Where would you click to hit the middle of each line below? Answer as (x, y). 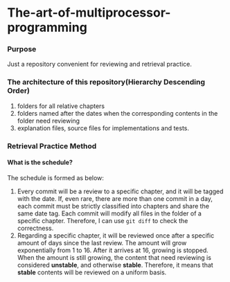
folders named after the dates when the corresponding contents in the (117, 113)
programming (47, 27)
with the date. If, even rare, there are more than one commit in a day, (115, 198)
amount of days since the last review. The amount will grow (102, 243)
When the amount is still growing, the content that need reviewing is (114, 257)
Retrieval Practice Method (52, 146)
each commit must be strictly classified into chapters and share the (113, 206)
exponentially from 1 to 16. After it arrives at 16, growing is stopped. (113, 250)
